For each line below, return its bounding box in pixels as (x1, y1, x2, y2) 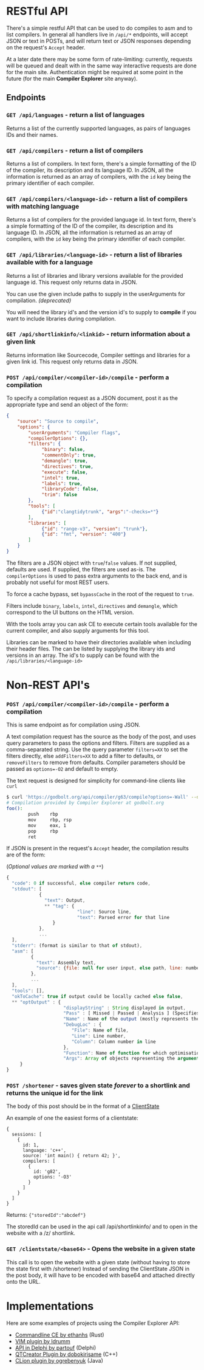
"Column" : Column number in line (71, 1038, 156, 1045)
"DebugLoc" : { (63, 1022, 102, 1028)
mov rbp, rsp (28, 816, 72, 823)
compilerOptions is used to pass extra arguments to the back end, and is (6, 572, 188, 579)
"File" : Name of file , (71, 1027, 129, 1034)
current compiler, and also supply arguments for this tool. (6, 627, 150, 634)
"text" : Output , (44, 897, 86, 903)
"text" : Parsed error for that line (76, 914, 170, 920)
